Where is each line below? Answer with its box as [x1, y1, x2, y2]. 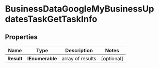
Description [65, 47, 93, 54]
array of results [62, 55, 96, 62]
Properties [5, 33, 38, 41]
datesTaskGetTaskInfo [5, 14, 97, 25]
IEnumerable [27, 55, 57, 62]
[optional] [101, 55, 124, 62]
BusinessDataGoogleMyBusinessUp [5, 3, 154, 14]
